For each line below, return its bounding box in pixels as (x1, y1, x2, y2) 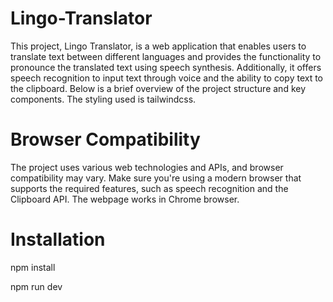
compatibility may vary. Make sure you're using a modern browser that (10, 172, 302, 184)
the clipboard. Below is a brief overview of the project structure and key (10, 82, 307, 94)
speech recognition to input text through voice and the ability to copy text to (10, 72, 323, 84)
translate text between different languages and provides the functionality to (10, 50, 322, 62)
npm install (10, 261, 56, 273)
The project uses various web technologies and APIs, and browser (10, 161, 284, 173)
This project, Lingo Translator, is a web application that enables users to (10, 40, 307, 52)
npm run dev (10, 280, 63, 292)
